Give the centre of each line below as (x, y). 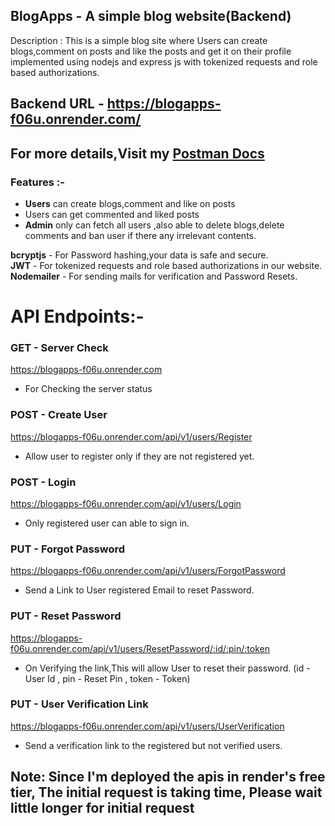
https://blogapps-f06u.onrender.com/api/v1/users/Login (126, 503)
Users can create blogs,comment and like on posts (130, 203)
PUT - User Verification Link (79, 704)
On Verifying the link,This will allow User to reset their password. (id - (167, 668)
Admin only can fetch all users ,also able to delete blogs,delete (154, 225)
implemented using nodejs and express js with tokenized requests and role (164, 61)
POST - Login (43, 482)
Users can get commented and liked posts (112, 214)
